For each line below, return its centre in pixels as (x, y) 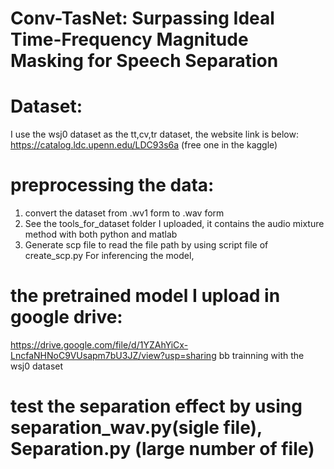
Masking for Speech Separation (144, 61)
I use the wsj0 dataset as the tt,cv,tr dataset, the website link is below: (154, 134)
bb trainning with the (261, 355)
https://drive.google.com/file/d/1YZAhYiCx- (99, 345)
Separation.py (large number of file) (162, 449)
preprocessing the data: (112, 185)
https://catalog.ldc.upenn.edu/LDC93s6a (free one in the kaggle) (144, 145)
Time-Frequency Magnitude (129, 39)
